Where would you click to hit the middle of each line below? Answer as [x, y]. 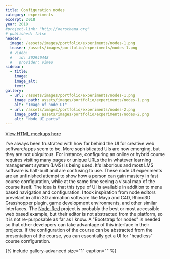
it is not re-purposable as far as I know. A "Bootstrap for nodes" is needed [83, 219]
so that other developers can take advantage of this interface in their [77, 224]
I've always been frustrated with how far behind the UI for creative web [80, 143]
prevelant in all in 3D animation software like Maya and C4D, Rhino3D [78, 197]
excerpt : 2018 [20, 19]
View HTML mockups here [33, 134]
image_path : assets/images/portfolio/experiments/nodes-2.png [82, 114]
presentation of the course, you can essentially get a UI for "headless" [79, 236]
